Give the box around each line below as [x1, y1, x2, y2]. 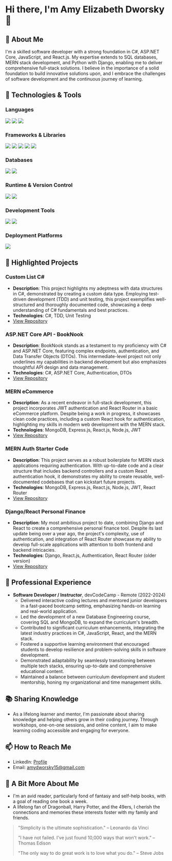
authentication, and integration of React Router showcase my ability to [12, 536, 162, 542]
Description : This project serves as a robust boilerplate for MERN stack [12, 457, 164, 463]
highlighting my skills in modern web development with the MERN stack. [12, 421, 166, 427]
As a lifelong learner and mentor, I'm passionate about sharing [12, 710, 145, 717]
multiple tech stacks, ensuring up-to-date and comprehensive [20, 663, 152, 669]
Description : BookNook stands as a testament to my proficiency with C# [12, 343, 167, 349]
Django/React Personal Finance [5, 508, 86, 515]
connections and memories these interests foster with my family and [12, 809, 158, 815]
